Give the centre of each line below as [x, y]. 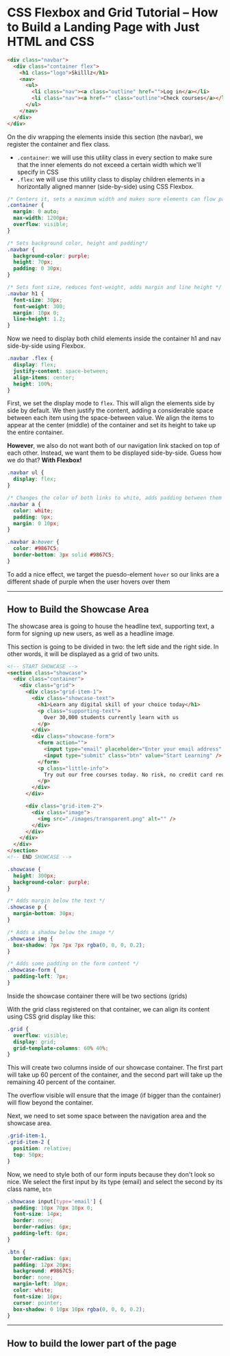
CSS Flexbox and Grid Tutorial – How [113, 13]
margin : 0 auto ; [36, 212]
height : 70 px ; [33, 262]
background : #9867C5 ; [44, 1271]
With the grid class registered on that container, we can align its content [108, 1009]
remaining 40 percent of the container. [62, 1082]
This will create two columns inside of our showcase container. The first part [115, 1068]
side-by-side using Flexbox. [46, 346]
